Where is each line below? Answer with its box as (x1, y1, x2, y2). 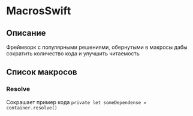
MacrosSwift (6, 4, 71, 18)
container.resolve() (6, 105, 58, 111)
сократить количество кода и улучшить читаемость (6, 50, 140, 57)
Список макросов (6, 67, 77, 77)
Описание (6, 28, 46, 38)
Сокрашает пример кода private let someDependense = (6, 98, 147, 105)
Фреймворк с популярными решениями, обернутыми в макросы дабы (6, 43, 188, 51)
